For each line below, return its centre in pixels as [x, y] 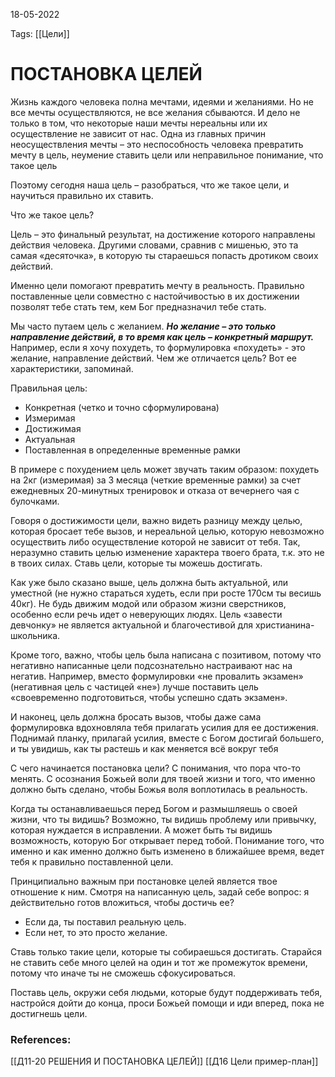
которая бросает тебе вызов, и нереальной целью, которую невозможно [167, 531]
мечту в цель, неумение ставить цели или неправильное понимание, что [167, 155]
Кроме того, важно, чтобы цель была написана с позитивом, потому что [166, 655]
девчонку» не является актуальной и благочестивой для [132, 625]
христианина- [284, 625]
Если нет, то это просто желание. [96, 932]
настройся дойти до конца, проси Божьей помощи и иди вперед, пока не [167, 1003]
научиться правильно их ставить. [82, 195]
